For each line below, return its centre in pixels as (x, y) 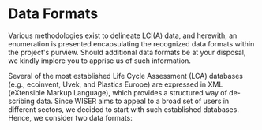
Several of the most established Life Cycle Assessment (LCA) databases (125, 76)
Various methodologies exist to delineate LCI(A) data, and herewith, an (123, 35)
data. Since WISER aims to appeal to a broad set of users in (133, 101)
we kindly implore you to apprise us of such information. (100, 61)
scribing (22, 101)
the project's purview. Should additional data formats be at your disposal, (127, 52)
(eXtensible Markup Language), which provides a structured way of (118, 92)
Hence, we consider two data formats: (70, 117)
